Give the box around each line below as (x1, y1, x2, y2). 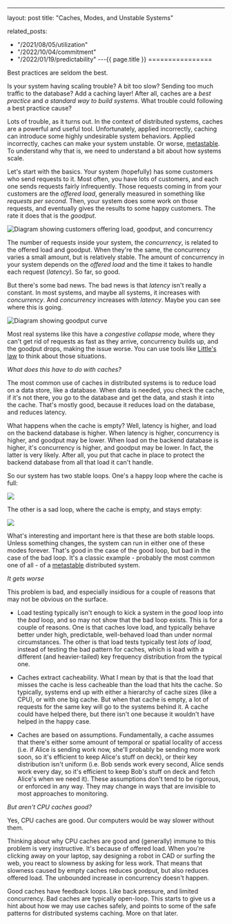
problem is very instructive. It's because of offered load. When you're (7, 845, 205, 852)
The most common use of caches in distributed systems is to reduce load (7, 379, 216, 387)
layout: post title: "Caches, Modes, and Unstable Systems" (7, 14, 174, 21)
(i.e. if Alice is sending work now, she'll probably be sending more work (17, 746, 221, 753)
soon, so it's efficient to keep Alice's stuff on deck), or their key (17, 753, 198, 761)
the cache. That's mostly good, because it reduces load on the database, (7, 401, 215, 408)
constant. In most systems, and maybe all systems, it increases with (7, 288, 200, 296)
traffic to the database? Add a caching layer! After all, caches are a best (7, 89, 211, 97)
